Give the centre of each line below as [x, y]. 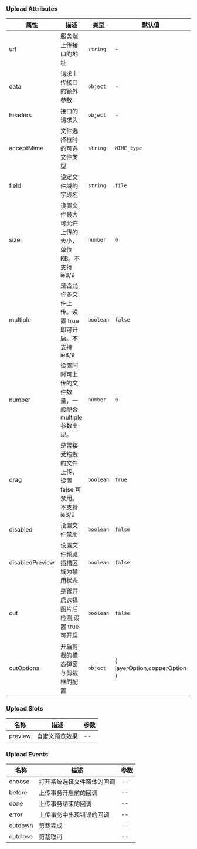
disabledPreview [32, 563]
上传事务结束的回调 [65, 804]
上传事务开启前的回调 [68, 793]
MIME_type [128, 148]
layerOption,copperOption [150, 668]
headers [21, 115]
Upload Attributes [32, 9]
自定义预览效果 [57, 736]
